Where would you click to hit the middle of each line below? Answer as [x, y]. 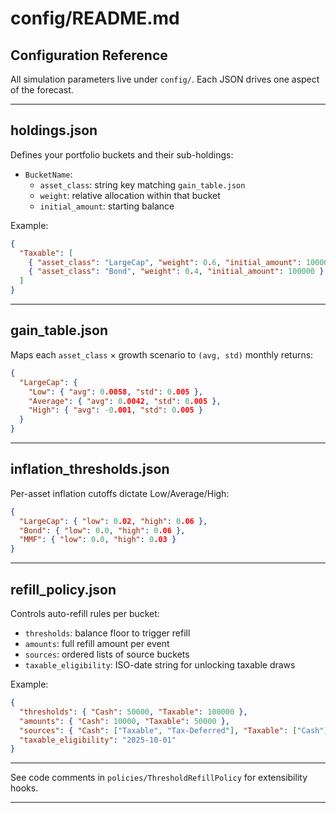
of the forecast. [42, 90]
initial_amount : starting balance [107, 206]
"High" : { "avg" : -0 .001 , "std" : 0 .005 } [116, 410]
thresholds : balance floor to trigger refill [107, 633]
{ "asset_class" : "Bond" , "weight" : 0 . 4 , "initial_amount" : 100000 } [176, 272]
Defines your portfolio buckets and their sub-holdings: [122, 154]
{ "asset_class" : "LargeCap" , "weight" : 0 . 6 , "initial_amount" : [165, 262]
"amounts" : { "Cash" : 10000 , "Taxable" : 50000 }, [124, 721]
